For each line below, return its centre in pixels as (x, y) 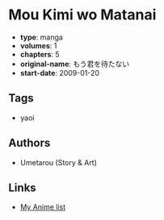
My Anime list (43, 207)
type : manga (41, 37)
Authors (29, 143)
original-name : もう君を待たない (75, 64)
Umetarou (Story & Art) (58, 162)
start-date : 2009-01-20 (59, 73)
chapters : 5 (40, 54)
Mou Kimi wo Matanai (82, 15)
